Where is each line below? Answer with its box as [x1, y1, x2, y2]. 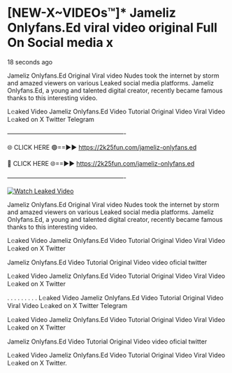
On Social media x [7, 35, 114, 50]
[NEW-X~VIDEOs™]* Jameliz [7, 5, 177, 21]
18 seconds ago [7, 57, 53, 66]
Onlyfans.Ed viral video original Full [7, 20, 218, 36]
